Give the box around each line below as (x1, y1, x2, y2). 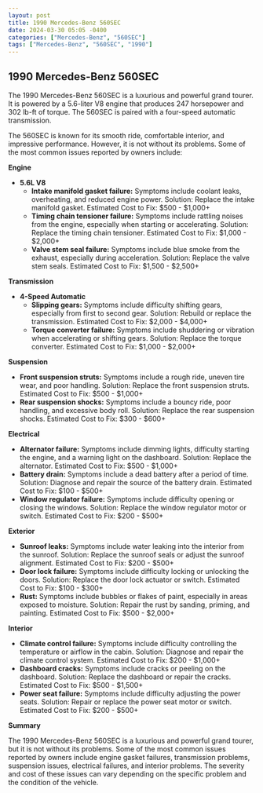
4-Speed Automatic (19, 291, 86, 301)
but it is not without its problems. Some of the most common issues (8, 744, 226, 754)
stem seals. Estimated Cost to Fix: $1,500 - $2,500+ (31, 261, 200, 271)
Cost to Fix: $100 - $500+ (19, 486, 104, 495)
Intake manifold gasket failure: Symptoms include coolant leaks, (31, 186, 242, 196)
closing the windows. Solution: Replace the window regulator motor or (19, 502, 247, 512)
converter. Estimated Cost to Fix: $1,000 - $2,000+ (31, 342, 196, 351)
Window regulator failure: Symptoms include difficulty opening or (19, 494, 235, 503)
